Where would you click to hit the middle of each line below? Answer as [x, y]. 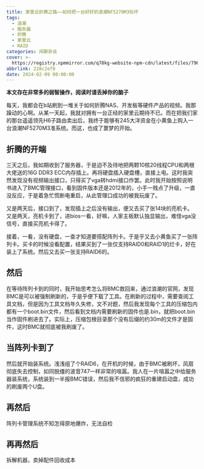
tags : [13, 18]
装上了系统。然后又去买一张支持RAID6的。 [59, 252]
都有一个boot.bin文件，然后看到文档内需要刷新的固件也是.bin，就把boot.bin [101, 311]
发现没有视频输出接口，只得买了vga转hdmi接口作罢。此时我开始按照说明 [102, 180]
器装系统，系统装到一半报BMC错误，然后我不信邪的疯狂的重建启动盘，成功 [100, 379]
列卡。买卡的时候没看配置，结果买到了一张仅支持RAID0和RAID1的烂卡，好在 [101, 244]
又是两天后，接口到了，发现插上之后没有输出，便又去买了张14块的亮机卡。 [100, 208]
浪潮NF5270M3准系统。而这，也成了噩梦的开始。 [73, 128]
